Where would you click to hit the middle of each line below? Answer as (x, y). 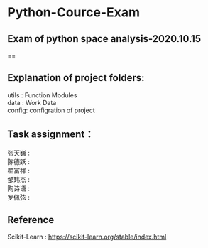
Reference (31, 220)
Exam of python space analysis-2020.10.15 (104, 39)
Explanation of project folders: (76, 78)
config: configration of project (51, 110)
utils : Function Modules (42, 95)
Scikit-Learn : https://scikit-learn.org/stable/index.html (87, 237)
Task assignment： (51, 135)
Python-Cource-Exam (74, 12)
